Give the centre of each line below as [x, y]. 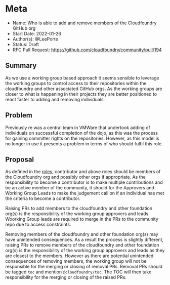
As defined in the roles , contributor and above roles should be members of [83, 172]
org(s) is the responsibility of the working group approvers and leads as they [85, 251]
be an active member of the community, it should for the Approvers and [80, 188]
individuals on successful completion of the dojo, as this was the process [82, 133]
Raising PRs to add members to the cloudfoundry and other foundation [79, 209]
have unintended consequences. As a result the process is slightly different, [84, 240]
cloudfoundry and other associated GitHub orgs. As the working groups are [84, 89]
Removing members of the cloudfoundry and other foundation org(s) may [82, 234]
